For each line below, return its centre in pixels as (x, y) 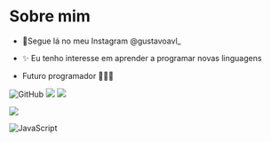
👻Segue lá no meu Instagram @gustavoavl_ (101, 41)
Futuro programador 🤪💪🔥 (68, 75)
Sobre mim (50, 16)
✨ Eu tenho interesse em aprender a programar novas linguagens (142, 58)
